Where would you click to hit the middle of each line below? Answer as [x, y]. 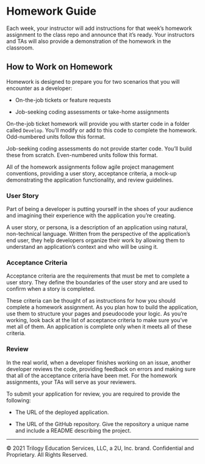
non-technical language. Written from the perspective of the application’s [98, 234]
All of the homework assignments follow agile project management [90, 167]
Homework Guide [51, 11]
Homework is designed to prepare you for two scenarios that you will [93, 81]
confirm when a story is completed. [51, 289]
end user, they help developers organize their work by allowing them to [95, 240]
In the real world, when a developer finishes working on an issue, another [99, 363]
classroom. [20, 48]
